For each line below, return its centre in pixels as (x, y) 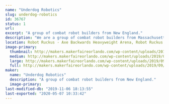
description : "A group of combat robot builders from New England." (83, 79)
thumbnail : (21, 51)
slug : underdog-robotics (31, 14)
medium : (18, 56)
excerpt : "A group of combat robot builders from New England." (74, 33)
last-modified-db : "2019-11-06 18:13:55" (49, 89)
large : (17, 61)
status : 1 (16, 24)
